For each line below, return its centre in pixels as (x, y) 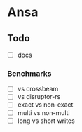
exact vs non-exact (45, 105)
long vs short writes (46, 121)
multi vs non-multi (43, 112)
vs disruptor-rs (39, 97)
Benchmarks (29, 73)
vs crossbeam (38, 89)
